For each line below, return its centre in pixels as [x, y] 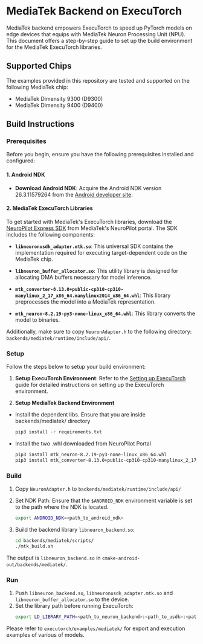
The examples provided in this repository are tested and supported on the [98, 80]
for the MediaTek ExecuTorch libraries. [54, 47]
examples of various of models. [45, 634]
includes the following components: [51, 234]
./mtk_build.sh [34, 546]
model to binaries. [37, 320]
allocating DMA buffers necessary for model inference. [83, 277]
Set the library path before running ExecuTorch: [74, 605]
